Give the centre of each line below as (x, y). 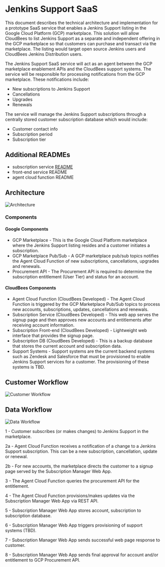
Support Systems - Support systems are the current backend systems (83, 351)
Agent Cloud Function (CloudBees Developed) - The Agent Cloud (79, 299)
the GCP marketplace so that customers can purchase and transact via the (81, 43)
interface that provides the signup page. (53, 335)
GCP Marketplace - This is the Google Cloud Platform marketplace (80, 240)
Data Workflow (29, 410)
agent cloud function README (43, 177)
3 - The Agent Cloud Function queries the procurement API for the (72, 481)
